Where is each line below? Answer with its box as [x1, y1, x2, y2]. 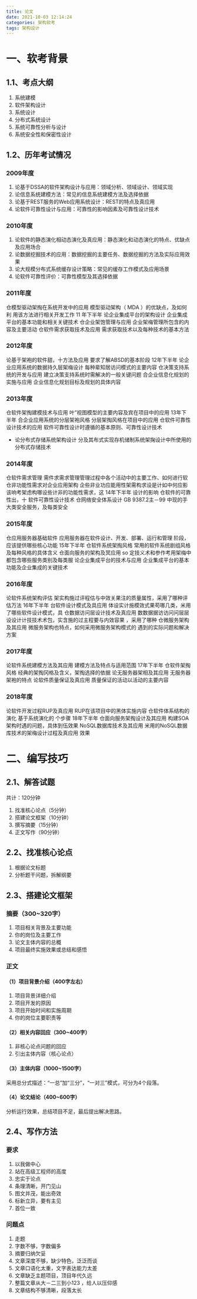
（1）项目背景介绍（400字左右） [6, 978, 86, 985]
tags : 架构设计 [6, 25, 40, 31]
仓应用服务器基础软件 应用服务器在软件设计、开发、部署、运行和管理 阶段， [6, 534, 189, 541]
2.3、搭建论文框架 [6, 890, 73, 901]
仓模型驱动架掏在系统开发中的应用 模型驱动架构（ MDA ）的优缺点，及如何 [6, 304, 187, 311]
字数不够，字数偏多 [14, 1242, 62, 1250]
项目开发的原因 [14, 999, 51, 1006]
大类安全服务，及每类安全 [6, 504, 68, 511]
